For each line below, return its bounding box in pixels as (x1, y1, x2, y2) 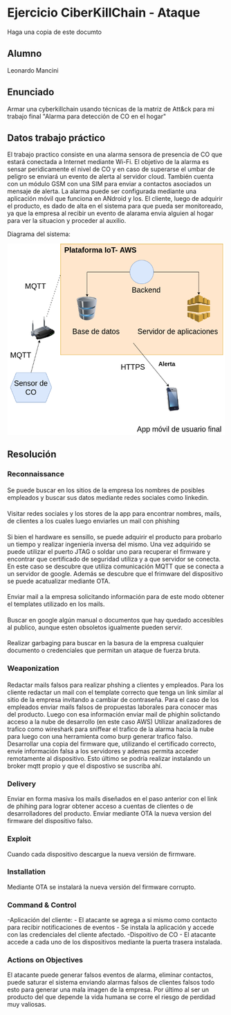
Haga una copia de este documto (7, 28, 102, 36)
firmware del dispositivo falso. (7, 817, 93, 825)
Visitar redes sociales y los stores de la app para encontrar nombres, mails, (7, 510, 222, 518)
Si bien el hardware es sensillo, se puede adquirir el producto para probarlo (7, 532, 223, 541)
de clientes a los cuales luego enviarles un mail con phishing (7, 517, 180, 526)
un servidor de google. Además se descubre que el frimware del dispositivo (7, 569, 223, 577)
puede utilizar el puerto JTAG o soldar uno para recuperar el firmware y (7, 547, 211, 555)
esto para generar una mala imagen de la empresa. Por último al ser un (7, 985, 210, 994)
